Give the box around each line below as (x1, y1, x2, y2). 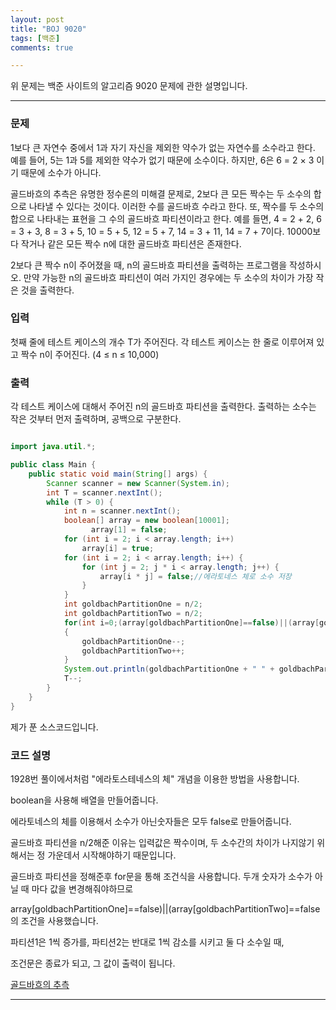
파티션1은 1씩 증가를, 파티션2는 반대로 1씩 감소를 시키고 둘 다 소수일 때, (10, 936, 285, 948)
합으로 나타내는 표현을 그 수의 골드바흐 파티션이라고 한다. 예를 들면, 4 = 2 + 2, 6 (10, 212, 323, 225)
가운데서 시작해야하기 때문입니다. (47, 849, 177, 861)
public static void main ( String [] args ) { (28, 469, 208, 479)
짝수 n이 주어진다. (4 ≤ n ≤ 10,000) (20, 348, 160, 360)
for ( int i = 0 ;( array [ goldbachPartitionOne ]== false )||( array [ (63, 617, 320, 628)
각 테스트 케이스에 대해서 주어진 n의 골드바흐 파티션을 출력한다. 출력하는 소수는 (10, 401, 317, 413)
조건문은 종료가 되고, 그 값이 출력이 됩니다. (10, 957, 176, 969)
